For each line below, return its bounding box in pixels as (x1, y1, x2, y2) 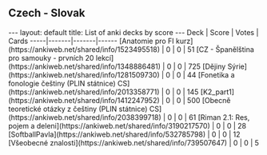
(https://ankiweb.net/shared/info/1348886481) (8, 62, 161, 71)
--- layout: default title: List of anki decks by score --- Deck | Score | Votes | (8, 27, 259, 37)
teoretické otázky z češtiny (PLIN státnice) (8, 104, 148, 113)
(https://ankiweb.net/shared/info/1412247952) (8, 95, 160, 105)
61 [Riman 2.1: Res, (189, 112, 250, 122)
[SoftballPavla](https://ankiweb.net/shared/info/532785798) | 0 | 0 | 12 (8, 129, 241, 139)
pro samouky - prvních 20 (8, 53, 94, 62)
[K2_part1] (200, 87, 234, 97)
